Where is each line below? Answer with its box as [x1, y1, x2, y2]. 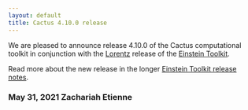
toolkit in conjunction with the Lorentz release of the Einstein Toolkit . [8, 49, 230, 58]
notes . [8, 72, 29, 82]
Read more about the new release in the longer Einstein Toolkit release [8, 64, 237, 73]
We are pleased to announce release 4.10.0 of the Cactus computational [8, 40, 242, 49]
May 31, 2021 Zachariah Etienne [8, 92, 132, 103]
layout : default [8, 11, 61, 20]
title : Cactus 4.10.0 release [8, 19, 108, 27]
